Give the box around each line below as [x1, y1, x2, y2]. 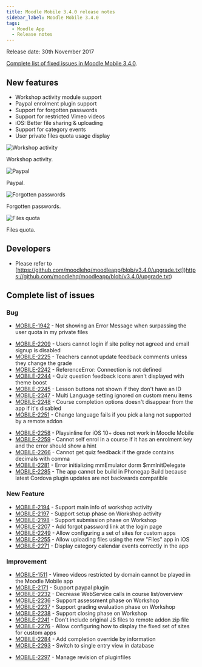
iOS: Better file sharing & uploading [15, 119, 103, 126]
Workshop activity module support [15, 93, 102, 101]
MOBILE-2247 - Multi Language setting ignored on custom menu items [15, 392, 192, 399]
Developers [6, 244, 51, 254]
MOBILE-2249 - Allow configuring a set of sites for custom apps [15, 529, 176, 537]
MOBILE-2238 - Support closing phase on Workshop [15, 610, 147, 617]
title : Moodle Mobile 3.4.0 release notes [6, 8, 115, 15]
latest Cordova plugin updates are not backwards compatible [15, 474, 168, 482]
